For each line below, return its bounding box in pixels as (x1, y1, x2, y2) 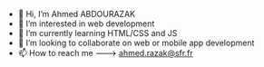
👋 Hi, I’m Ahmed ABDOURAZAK (17, 9, 136, 19)
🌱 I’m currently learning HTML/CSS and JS (17, 28, 178, 38)
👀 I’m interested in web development (17, 18, 155, 29)
